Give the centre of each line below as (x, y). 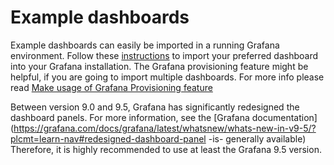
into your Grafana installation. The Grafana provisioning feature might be (159, 66)
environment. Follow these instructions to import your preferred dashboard (164, 55)
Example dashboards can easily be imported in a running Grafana (145, 45)
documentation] (284, 117)
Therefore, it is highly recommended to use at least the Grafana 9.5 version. (166, 149)
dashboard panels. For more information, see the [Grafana (130, 117)
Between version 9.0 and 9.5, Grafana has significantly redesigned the (155, 107)
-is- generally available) (257, 138)
